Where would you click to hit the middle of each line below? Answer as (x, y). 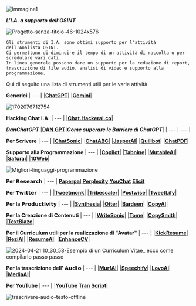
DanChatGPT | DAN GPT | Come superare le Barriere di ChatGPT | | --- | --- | (98, 130)
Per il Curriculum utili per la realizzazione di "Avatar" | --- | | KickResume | (97, 233)
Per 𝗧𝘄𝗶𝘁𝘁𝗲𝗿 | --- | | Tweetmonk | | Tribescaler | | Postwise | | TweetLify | (92, 193)
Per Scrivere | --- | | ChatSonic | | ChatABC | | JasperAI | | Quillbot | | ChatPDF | (97, 141)
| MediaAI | (18, 274)
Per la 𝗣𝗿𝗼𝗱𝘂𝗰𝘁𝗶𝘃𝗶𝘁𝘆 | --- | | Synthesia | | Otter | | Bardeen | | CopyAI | (87, 204)
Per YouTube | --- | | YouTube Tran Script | (57, 285)
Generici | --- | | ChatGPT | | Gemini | (49, 96)
